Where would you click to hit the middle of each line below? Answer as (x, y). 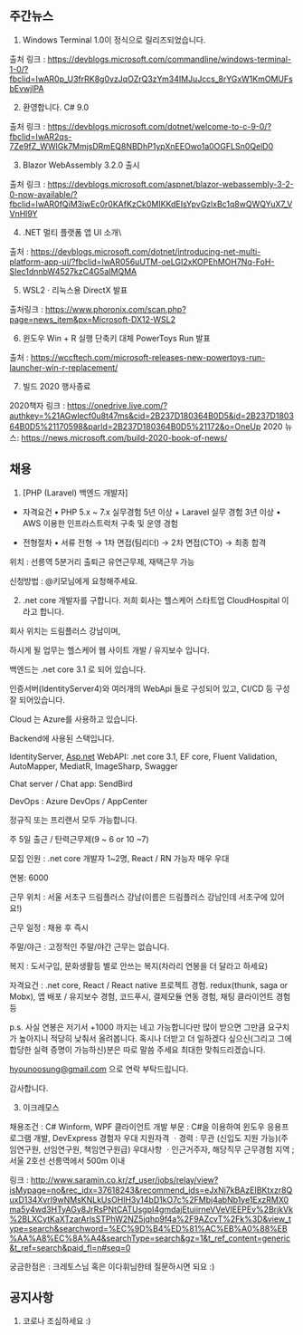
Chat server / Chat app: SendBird (71, 783)
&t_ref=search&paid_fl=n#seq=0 (70, 1247)
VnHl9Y (24, 213)
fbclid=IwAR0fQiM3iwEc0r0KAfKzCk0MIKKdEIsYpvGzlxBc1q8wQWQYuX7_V (151, 204)
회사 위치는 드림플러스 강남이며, (65, 630)
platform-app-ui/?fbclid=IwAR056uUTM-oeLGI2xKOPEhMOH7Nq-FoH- (142, 262)
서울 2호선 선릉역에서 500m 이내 (67, 1160)
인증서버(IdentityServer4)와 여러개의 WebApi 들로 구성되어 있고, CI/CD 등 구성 (150, 688)
